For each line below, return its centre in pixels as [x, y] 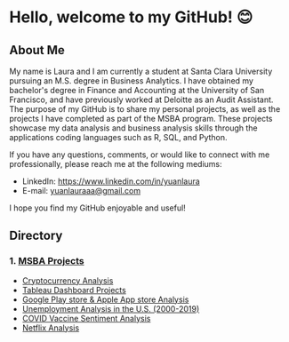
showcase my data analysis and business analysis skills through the [133, 128]
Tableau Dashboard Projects [74, 290]
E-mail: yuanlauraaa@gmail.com [81, 191]
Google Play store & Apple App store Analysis [105, 299]
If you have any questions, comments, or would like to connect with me [140, 155]
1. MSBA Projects [47, 261]
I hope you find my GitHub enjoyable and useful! [98, 208]
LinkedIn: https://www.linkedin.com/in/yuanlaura [111, 181]
